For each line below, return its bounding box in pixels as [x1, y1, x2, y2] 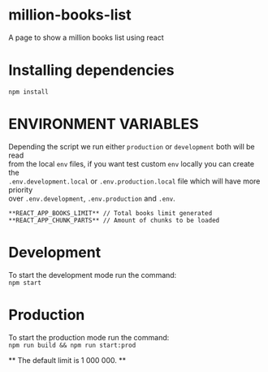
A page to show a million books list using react [8, 32, 164, 42]
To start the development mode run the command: [8, 270, 177, 279]
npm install [8, 88, 49, 96]
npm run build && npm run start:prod [8, 341, 136, 349]
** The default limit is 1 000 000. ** [8, 355, 127, 365]
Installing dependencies [8, 61, 175, 80]
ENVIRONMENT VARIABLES [8, 115, 199, 133]
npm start [8, 279, 42, 287]
